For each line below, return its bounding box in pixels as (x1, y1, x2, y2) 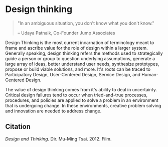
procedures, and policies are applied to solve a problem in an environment (5, 97, 159, 103)
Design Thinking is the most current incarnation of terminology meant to (5, 39, 154, 46)
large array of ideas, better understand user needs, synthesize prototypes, (5, 61, 159, 67)
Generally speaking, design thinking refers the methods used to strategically (5, 50, 163, 56)
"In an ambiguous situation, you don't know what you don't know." (17, 20, 154, 26)
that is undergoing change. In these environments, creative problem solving (5, 102, 161, 108)
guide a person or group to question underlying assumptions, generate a (5, 55, 155, 61)
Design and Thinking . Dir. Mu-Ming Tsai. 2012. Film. (5, 135, 112, 141)
